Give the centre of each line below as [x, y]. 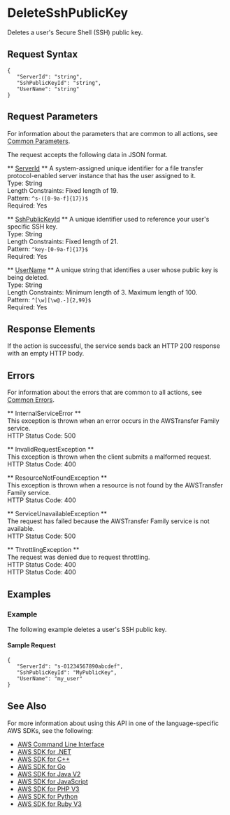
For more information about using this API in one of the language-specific [113, 723]
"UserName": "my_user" [49, 679]
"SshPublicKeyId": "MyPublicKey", [67, 673]
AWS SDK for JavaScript [53, 781]
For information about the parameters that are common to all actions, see [113, 133]
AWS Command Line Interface [61, 744]
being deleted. [28, 277]
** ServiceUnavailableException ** [57, 514]
